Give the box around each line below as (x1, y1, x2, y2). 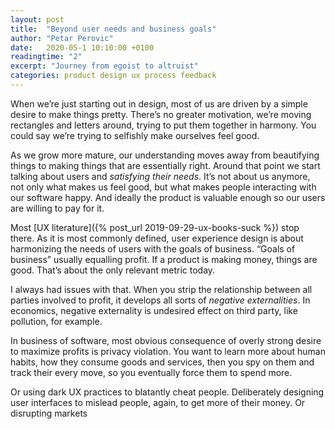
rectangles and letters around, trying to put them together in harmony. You (10, 119, 317, 131)
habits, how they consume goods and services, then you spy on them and (10, 356, 315, 368)
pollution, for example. (10, 315, 103, 327)
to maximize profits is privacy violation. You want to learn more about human (10, 345, 326, 357)
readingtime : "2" (10, 52, 83, 62)
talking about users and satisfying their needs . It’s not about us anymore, (10, 170, 311, 182)
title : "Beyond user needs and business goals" (10, 24, 217, 34)
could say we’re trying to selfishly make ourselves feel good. (10, 129, 260, 141)
